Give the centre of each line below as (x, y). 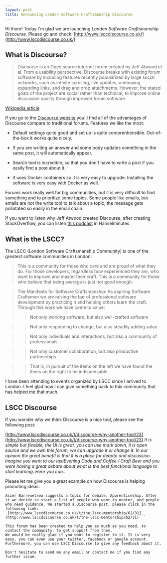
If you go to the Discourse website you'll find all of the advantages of (76, 118)
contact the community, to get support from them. (59, 530)
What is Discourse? (36, 55)
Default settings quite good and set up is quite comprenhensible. (79, 133)
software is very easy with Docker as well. (56, 183)
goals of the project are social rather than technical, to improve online (89, 93)
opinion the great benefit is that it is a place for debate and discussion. (78, 455)
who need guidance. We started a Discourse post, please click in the (80, 504)
